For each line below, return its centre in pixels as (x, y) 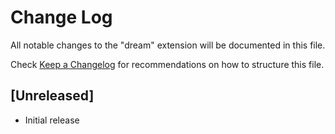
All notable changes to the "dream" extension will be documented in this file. (168, 45)
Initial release (52, 120)
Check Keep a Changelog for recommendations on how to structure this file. (167, 64)
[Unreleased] (52, 96)
